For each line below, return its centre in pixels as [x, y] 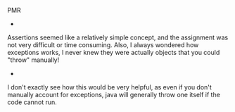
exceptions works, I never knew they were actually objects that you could [114, 52]
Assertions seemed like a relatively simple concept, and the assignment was [118, 37]
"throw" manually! [33, 60]
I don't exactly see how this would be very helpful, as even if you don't [110, 87]
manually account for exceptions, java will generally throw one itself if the [114, 95]
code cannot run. [32, 102]
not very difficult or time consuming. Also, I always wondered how [103, 45]
